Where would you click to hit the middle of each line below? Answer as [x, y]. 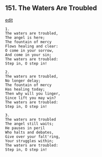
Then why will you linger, [33, 94]
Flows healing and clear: [32, 46]
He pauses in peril [25, 128]
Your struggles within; [30, 141]
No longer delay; [23, 81]
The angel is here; [25, 37]
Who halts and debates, [30, 132]
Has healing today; [25, 89]
